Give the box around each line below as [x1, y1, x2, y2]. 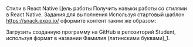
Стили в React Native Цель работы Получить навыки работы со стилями [6, 5, 188, 12]
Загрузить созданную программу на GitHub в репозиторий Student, [6, 28, 176, 35]
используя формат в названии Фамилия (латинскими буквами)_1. [6, 35, 170, 41]
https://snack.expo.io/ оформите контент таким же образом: [6, 17, 157, 24]
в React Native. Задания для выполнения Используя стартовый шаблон [6, 11, 185, 18]
